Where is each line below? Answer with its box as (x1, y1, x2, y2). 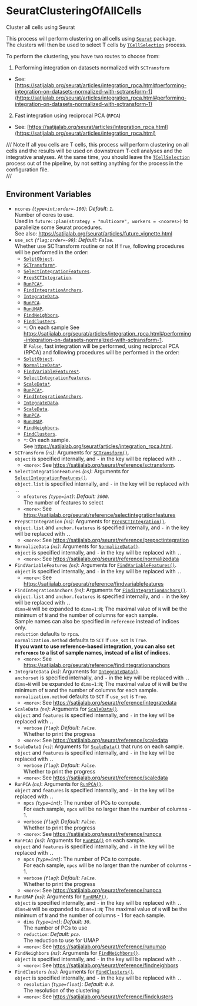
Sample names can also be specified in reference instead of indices (14, 617, 179, 625)
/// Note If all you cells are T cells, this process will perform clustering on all (6, 141, 189, 148)
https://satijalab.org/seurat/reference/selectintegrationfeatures (23, 511, 176, 519)
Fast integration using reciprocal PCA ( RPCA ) (14, 112, 121, 119)
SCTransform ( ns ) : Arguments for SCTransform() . (14, 449, 129, 456)
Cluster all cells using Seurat (6, 24, 75, 31)
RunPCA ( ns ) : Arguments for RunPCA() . (14, 780, 103, 787)
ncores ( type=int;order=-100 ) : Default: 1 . (14, 205, 114, 212)
